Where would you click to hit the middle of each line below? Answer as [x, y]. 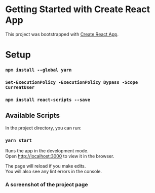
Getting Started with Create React [78, 9]
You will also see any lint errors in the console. [54, 171]
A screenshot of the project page [47, 184]
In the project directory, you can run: [43, 127]
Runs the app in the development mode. [47, 151]
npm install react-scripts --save [48, 100]
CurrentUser [20, 87]
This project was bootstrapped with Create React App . [62, 34]
